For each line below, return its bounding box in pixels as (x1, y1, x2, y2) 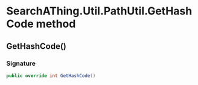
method (36, 17, 76, 31)
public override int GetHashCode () (6, 72, 96, 79)
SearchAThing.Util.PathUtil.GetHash (6, 4, 193, 18)
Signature (6, 59, 36, 68)
